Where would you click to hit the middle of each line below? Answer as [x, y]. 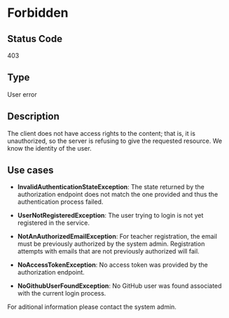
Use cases [30, 171]
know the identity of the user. [50, 148]
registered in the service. [53, 223]
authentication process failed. [60, 202]
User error [22, 94]
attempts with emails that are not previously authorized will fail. [108, 251]
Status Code [35, 39]
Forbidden [38, 13]
